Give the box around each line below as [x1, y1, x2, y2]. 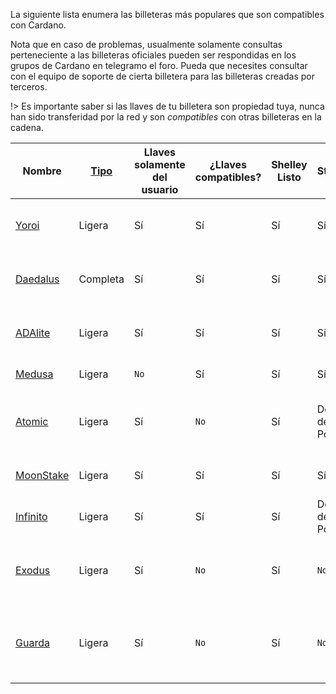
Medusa [15, 367, 54, 381]
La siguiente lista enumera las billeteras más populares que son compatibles [10, 9, 325, 20]
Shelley [271, 158, 308, 171]
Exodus [15, 564, 51, 577]
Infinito [15, 510, 48, 523]
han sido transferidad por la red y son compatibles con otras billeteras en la [10, 111, 322, 123]
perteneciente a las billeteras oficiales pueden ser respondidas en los [10, 49, 297, 61]
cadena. [10, 122, 44, 133]
